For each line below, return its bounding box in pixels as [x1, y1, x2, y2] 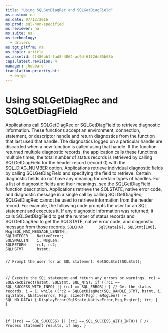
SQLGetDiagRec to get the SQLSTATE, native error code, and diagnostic [5, 218, 154, 224]
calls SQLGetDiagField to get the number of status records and [5, 213, 135, 219]
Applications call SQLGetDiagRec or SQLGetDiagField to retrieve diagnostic [5, 122, 160, 128]
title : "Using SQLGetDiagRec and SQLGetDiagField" [5, 7, 113, 13]
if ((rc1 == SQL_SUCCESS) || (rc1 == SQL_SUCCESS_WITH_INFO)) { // [5, 319, 149, 324]
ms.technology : [5, 36, 37, 41]
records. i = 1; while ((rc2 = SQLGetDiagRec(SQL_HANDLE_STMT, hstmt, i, [5, 289, 163, 294]
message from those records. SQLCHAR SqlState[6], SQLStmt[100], [5, 224, 157, 230]
